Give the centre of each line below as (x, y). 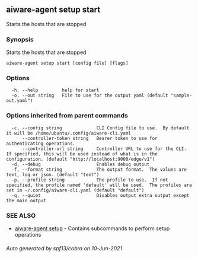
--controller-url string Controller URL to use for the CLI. (104, 149)
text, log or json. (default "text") (53, 174)
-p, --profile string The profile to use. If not (90, 180)
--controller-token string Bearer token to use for (90, 138)
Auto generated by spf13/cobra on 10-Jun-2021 (64, 248)
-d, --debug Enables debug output (81, 164)
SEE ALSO (21, 215)
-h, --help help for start (55, 90)
